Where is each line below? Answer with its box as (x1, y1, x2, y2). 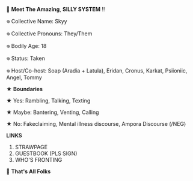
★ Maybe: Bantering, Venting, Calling (6, 108, 99, 116)
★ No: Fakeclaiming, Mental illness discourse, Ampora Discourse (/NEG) (6, 120, 186, 127)
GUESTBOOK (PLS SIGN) (14, 150, 78, 157)
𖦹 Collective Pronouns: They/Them (6, 30, 93, 37)
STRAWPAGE (14, 144, 48, 150)
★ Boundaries (6, 86, 43, 92)
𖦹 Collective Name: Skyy (6, 18, 67, 25)
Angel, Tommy (6, 74, 42, 81)
